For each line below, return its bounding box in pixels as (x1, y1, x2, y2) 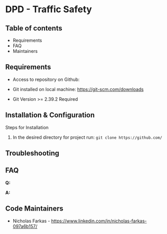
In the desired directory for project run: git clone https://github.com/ (12, 134, 162, 140)
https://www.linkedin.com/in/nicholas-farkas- (51, 218, 147, 224)
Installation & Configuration (5, 111, 95, 120)
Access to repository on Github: (12, 76, 80, 82)
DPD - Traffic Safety (5, 4, 92, 15)
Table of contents (5, 24, 62, 33)
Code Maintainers (5, 204, 64, 213)
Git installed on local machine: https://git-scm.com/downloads (12, 86, 144, 92)
